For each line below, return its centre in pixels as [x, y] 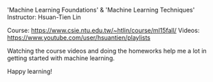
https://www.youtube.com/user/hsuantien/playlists [79, 38]
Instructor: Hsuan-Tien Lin [44, 17]
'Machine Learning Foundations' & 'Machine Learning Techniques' [101, 10]
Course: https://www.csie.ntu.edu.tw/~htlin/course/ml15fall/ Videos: [103, 30]
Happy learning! [30, 71]
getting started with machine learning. [61, 58]
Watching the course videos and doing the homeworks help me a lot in [107, 51]
